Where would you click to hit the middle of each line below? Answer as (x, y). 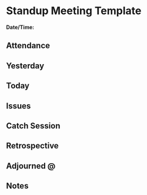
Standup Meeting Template (74, 11)
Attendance (28, 46)
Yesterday (25, 66)
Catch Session (33, 126)
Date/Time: (20, 27)
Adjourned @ (31, 166)
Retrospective (32, 146)
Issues (19, 106)
